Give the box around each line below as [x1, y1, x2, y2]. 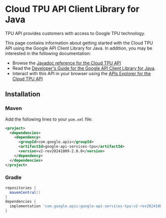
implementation [9, 204, 41, 209]
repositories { [5, 185, 37, 190]
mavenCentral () [9, 190, 41, 195]
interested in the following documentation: [5, 50, 91, 56]
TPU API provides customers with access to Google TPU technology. [5, 30, 146, 36]
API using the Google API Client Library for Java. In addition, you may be [5, 45, 153, 51]
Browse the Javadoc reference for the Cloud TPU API [12, 60, 121, 66]
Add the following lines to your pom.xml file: [5, 116, 93, 122]
